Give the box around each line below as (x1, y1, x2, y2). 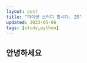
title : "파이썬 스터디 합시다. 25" (6, 14, 82, 20)
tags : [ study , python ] (6, 24, 59, 31)
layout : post (6, 8, 38, 15)
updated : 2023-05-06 (6, 19, 57, 25)
